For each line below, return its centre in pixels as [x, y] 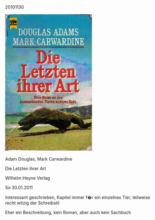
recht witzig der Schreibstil [32, 203]
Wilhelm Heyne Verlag [28, 178]
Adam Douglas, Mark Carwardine [39, 159]
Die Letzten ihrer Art [26, 168]
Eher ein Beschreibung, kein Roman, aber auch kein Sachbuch [68, 212]
